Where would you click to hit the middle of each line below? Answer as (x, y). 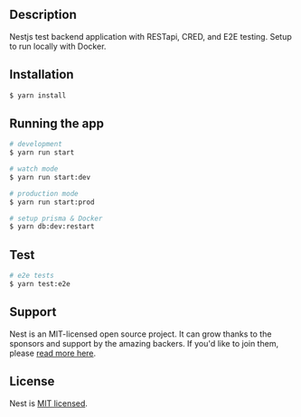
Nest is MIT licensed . (49, 403)
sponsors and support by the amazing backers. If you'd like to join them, (144, 343)
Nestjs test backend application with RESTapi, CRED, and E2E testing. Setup (150, 36)
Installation (42, 74)
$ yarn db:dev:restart (52, 227)
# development (36, 144)
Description (43, 15)
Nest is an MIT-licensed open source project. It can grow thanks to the (141, 334)
